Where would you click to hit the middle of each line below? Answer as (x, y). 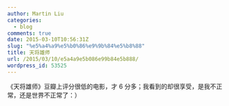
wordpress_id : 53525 (37, 66)
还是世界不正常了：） (50, 95)
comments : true (29, 33)
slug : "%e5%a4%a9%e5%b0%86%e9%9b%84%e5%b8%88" (76, 46)
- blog (23, 26)
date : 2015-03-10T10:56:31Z (48, 40)
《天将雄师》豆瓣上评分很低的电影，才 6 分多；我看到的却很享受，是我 (109, 86)
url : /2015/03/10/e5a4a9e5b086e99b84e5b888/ (73, 59)
